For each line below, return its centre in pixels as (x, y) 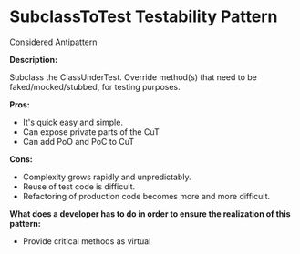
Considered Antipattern (53, 42)
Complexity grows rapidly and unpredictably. (107, 177)
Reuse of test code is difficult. (78, 186)
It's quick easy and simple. (72, 122)
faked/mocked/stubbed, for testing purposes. (95, 86)
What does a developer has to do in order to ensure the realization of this (150, 213)
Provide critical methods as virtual (87, 241)
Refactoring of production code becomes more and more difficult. (146, 196)
